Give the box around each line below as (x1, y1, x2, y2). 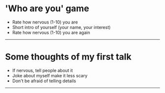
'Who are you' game (5, 3, 89, 14)
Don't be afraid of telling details (12, 78, 76, 84)
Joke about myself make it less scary (12, 72, 87, 78)
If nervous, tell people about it (12, 67, 73, 73)
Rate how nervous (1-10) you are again (12, 29, 90, 35)
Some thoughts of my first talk (5, 51, 132, 63)
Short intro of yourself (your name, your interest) (12, 24, 111, 30)
